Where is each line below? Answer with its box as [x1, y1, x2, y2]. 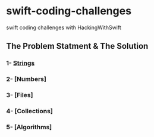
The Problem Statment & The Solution [6, 41, 149, 51]
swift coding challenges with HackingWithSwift [6, 24, 122, 31]
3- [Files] [6, 91, 33, 99]
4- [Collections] [6, 107, 54, 116]
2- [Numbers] [6, 75, 46, 83]
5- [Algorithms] [6, 123, 52, 131]
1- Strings [6, 59, 35, 67]
